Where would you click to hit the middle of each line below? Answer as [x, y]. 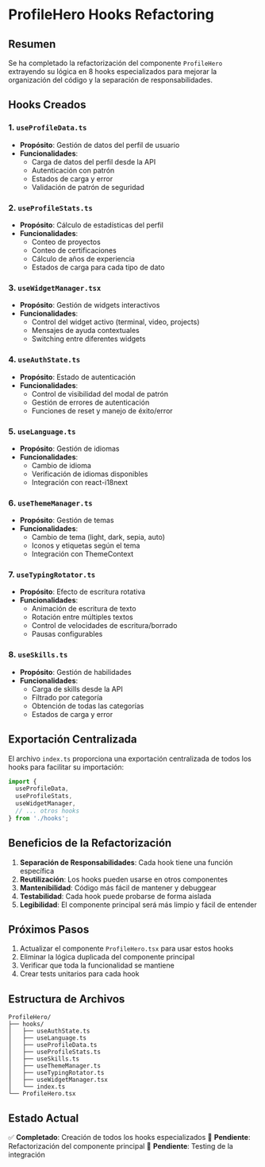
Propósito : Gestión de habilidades [76, 672]
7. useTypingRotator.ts [52, 575]
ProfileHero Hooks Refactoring [111, 15]
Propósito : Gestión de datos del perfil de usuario [100, 145]
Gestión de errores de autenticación [90, 402]
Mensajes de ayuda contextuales [86, 331]
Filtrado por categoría [67, 697]
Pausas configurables [67, 634]
